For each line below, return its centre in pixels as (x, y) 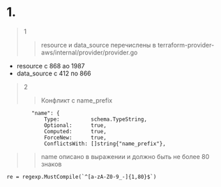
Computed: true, (75, 131)
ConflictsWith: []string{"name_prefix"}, (105, 144)
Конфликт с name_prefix (77, 100)
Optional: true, (75, 125)
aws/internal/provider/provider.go (89, 52)
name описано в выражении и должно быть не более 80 (125, 156)
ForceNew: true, (75, 137)
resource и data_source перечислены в (98, 45)
